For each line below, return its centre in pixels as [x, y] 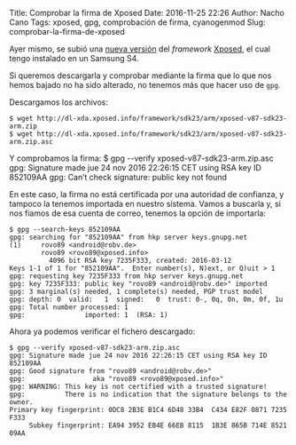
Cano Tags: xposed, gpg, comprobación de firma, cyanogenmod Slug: [137, 22]
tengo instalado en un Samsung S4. [74, 58]
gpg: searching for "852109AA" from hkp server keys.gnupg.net [129, 237]
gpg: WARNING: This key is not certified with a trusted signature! [138, 386]
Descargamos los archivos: [59, 102]
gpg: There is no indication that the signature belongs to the [148, 394]
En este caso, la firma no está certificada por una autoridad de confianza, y [147, 194]
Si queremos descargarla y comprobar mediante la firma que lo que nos [140, 75]
